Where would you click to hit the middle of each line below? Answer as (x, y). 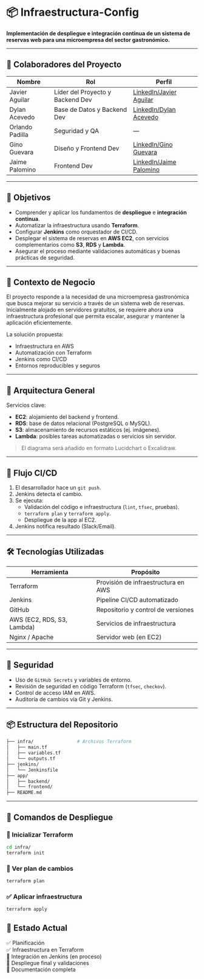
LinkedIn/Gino (153, 144)
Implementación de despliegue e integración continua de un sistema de (98, 33)
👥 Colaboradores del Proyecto (64, 65)
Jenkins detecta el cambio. (49, 494)
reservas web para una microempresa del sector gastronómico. (88, 40)
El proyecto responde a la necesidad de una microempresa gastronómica (98, 297)
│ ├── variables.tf (34, 753)
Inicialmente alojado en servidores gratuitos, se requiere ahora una (90, 310)
